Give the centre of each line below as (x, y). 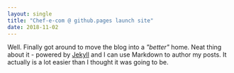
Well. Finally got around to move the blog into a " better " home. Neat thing (115, 47)
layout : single (30, 14)
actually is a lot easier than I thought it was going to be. (88, 62)
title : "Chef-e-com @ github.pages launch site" (80, 21)
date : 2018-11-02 (33, 27)
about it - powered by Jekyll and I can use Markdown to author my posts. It (117, 55)
